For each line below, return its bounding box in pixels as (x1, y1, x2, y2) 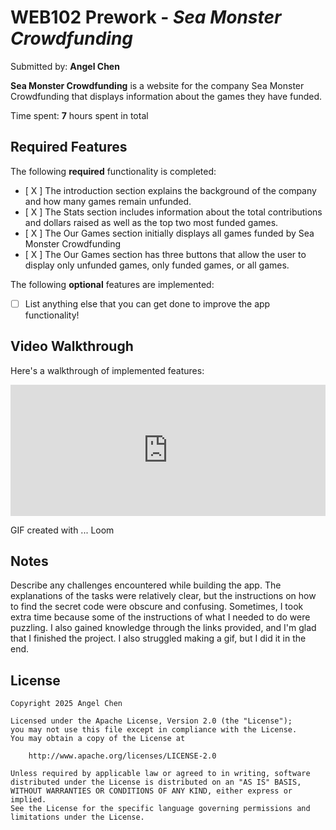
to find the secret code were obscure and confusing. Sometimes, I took (10, 601, 304, 613)
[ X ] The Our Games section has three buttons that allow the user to (24, 248, 307, 260)
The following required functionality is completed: (10, 165, 217, 177)
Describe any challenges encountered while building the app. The (10, 579, 282, 591)
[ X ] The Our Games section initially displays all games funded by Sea (24, 227, 315, 239)
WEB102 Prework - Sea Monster (10, 6, 282, 29)
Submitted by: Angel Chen (10, 60, 120, 72)
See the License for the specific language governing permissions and (10, 804, 311, 814)
